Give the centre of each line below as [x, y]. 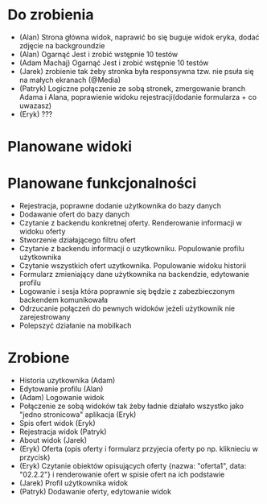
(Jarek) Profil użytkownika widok [74, 483]
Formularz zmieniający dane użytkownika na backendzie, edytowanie [134, 275]
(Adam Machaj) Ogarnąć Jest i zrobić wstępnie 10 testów [114, 63]
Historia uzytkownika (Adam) [67, 380]
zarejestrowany [45, 317]
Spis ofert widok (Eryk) [57, 423]
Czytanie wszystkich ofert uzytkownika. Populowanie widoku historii [133, 266]
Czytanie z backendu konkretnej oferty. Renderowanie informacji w [130, 223]
